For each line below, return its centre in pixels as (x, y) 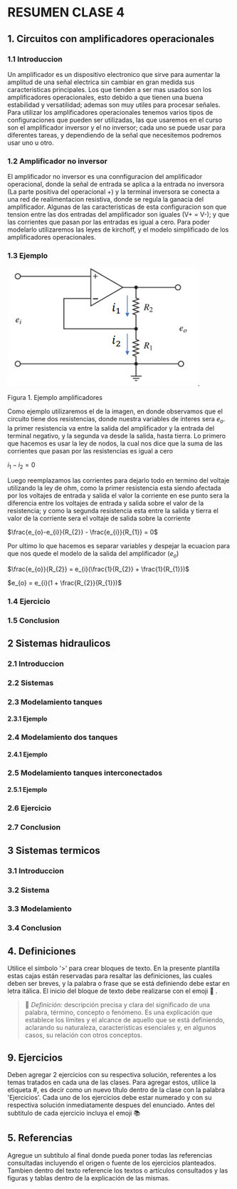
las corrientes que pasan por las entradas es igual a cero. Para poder (109, 222)
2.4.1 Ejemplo (27, 754)
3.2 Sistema (28, 890)
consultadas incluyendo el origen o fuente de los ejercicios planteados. (112, 1163)
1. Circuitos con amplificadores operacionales (111, 39)
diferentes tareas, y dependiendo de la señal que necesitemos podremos (115, 135)
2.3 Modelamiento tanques (55, 701)
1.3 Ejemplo (28, 256)
